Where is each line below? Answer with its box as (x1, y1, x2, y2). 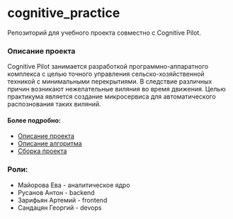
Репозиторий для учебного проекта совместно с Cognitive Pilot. (7, 28, 202, 37)
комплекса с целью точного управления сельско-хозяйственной (7, 69, 205, 79)
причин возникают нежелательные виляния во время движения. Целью (7, 85, 226, 94)
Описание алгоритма (17, 140, 83, 148)
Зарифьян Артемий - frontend (17, 196, 108, 204)
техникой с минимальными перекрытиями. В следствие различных (7, 77, 212, 86)
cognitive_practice (7, 5, 120, 21)
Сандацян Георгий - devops (17, 203, 102, 212)
